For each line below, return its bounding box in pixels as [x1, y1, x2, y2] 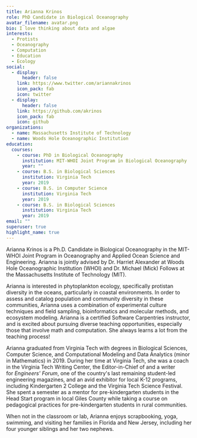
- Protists [11, 36, 39, 42]
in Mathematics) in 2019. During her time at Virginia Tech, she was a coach [6, 357, 189, 364]
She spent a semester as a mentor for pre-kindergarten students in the [6, 388, 179, 395]
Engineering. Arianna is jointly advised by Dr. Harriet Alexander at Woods [6, 258, 185, 265]
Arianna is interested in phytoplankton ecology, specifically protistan [6, 283, 174, 290]
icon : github [17, 119, 49, 125]
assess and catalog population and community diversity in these [6, 295, 164, 302]
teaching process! [6, 333, 50, 340]
